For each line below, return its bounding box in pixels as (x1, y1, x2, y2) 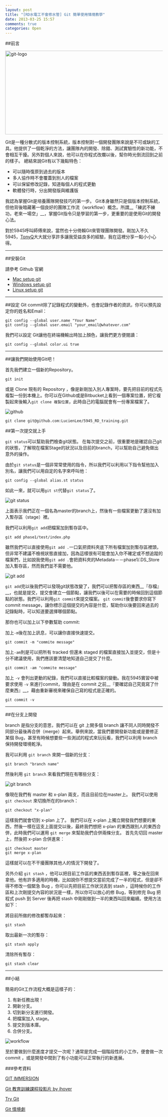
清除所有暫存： (5, 951, 36, 958)
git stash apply (5, 942, 39, 947)
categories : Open (5, 26, 41, 31)
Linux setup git (12, 287, 43, 293)
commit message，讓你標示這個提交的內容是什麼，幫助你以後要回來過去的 (5, 602, 159, 608)
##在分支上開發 (5, 712, 37, 718)
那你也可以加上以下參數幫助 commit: (5, 619, 80, 625)
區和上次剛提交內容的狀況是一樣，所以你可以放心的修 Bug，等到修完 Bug (5, 889, 155, 895)
